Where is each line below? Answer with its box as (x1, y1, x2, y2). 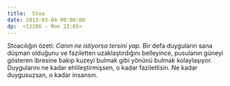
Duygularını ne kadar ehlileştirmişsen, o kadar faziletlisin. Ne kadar (7, 63, 198, 72)
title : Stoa (7, 10, 45, 17)
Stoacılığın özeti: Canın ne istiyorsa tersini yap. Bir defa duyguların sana (7, 42, 213, 50)
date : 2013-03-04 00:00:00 (7, 17, 85, 23)
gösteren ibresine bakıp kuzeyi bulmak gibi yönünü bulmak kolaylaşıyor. (7, 56, 213, 65)
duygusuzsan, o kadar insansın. (7, 71, 98, 79)
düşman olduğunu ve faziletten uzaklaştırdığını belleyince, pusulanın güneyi (7, 49, 224, 57)
